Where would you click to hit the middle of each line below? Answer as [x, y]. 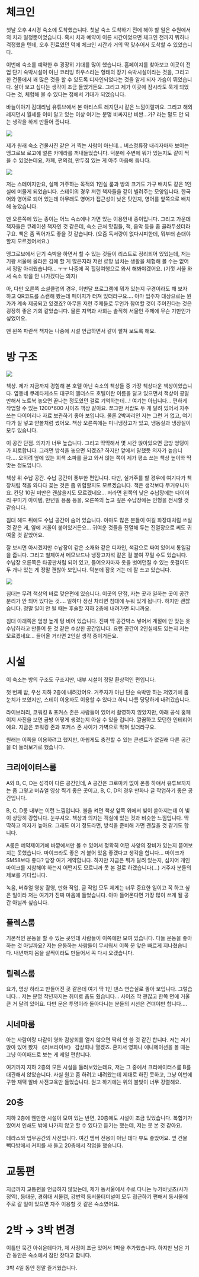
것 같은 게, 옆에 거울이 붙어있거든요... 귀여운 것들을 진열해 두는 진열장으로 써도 [96, 527]
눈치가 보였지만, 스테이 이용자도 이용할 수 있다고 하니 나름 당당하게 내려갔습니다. [99, 699]
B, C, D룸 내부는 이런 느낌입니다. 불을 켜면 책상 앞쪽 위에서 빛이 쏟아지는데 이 [95, 810]
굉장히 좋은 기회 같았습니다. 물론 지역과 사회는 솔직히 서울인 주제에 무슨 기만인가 [99, 311]
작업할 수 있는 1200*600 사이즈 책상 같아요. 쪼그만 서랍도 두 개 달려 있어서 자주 [98, 408]
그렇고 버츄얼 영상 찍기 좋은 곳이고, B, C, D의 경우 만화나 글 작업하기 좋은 [103, 790]
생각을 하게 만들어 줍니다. [41, 122]
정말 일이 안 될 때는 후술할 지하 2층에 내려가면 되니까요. [87, 608]
